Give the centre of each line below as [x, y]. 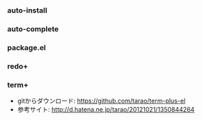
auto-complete [33, 28]
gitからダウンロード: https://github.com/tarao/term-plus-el [101, 101]
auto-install [27, 10]
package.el [27, 47]
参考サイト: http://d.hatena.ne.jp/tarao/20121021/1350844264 [106, 109]
